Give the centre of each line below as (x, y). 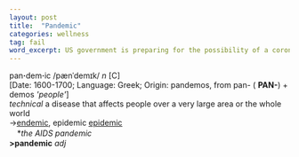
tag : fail (28, 42)
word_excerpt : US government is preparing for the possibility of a (139, 51)
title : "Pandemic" (45, 26)
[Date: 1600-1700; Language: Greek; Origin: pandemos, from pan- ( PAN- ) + (149, 85)
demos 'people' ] (39, 95)
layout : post (33, 17)
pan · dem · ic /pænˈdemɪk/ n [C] (65, 75)
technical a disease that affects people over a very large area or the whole (145, 104)
